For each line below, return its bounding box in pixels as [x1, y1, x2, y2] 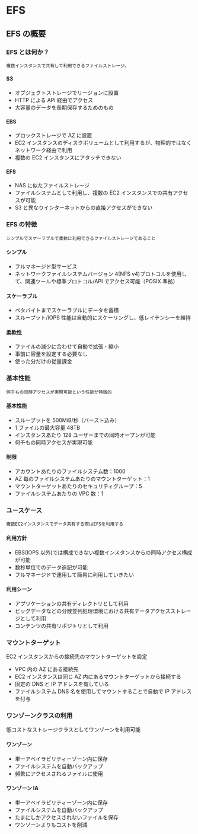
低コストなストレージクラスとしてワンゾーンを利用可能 [6, 726, 141, 733]
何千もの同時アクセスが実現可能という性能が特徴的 [6, 389, 112, 395]
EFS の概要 [6, 28, 46, 39]
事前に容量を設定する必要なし [14, 350, 88, 357]
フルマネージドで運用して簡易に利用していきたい [14, 571, 135, 578]
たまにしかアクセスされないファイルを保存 [14, 813, 119, 821]
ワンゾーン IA [6, 785, 39, 792]
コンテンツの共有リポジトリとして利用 [14, 622, 108, 629]
